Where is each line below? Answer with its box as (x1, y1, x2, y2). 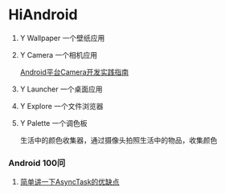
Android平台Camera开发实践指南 (19, 67, 129, 77)
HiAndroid (8, 6, 78, 24)
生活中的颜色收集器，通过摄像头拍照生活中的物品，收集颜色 (19, 135, 218, 145)
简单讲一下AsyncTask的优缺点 (19, 177, 120, 187)
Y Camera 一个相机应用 (19, 50, 98, 59)
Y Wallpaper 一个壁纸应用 (19, 33, 105, 42)
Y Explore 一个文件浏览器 (19, 101, 104, 111)
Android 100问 (8, 157, 66, 168)
